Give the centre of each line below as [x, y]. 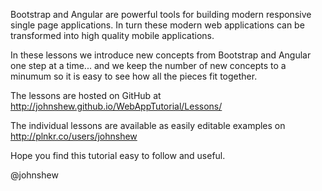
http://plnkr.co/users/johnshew [74, 136]
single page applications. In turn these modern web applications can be [157, 25]
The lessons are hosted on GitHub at [86, 95]
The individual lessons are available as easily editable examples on [148, 125]
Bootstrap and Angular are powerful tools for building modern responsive [161, 14]
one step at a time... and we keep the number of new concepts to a [148, 65]
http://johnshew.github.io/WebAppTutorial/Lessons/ [116, 106]
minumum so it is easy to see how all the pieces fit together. [134, 76]
